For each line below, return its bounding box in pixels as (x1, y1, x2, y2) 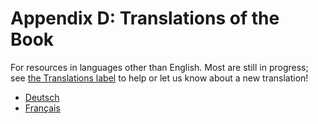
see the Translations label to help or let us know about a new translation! (10, 72, 309, 84)
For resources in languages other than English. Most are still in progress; (10, 61, 309, 73)
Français (24, 102, 61, 114)
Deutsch (24, 91, 60, 103)
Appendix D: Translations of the (10, 7, 280, 30)
